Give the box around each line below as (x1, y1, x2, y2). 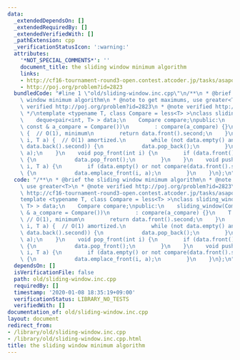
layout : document (7, 315, 59, 323)
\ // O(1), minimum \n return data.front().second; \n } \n (20, 216, 225, 223)
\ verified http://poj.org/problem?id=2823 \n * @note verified (20, 103, 213, 110)
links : (20, 70, 40, 77)
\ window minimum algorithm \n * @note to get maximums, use (20, 97, 203, 104)
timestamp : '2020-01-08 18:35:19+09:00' (14, 289, 136, 296)
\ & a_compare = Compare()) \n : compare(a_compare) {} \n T (20, 210, 232, 217)
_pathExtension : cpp (14, 37, 75, 44)
